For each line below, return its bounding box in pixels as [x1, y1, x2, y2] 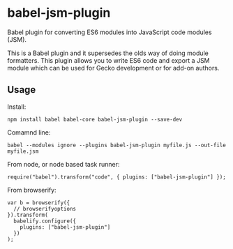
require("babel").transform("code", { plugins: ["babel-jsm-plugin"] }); [7, 173, 227, 181]
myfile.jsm [7, 148, 39, 155]
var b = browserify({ [7, 199, 70, 206]
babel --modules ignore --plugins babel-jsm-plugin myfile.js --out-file [7, 142, 227, 149]
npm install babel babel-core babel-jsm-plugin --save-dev [7, 116, 183, 123]
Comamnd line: [7, 128, 51, 137]
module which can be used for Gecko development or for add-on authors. [7, 63, 220, 72]
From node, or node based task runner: [7, 160, 120, 168]
